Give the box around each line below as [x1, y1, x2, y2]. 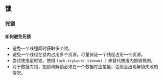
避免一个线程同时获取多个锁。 [12, 45, 72, 51]
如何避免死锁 [5, 33, 31, 39]
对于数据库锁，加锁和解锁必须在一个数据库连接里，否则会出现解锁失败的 [12, 63, 158, 69]
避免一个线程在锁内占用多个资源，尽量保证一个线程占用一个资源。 [12, 51, 145, 57]
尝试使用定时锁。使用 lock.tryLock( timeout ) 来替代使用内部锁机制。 [12, 58, 156, 63]
